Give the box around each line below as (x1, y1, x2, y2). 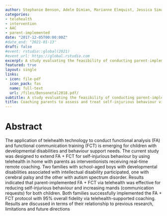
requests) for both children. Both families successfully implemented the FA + (5, 190, 162, 196)
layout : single (5, 68, 37, 72)
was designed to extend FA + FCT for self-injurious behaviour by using (5, 153, 150, 159)
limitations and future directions (5, 206, 71, 212)
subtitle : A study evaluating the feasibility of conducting (5, 95, 135, 100)
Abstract (5, 121, 42, 132)
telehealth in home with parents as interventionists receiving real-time (5, 158, 148, 164)
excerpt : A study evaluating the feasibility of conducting (5, 58, 133, 63)
